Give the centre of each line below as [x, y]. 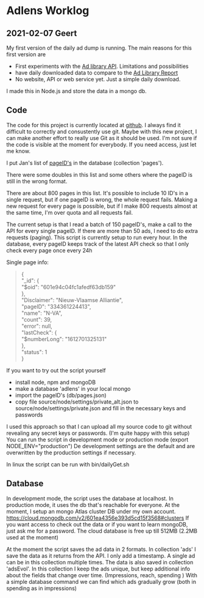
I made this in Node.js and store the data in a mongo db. [77, 91]
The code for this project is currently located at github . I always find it [93, 125]
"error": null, [37, 326]
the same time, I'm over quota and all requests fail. [70, 212]
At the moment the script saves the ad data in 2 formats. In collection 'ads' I [101, 549]
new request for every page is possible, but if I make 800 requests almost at [102, 206]
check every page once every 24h [49, 250]
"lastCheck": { [39, 332]
